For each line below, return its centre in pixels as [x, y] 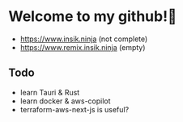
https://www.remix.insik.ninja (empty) [83, 47]
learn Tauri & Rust [50, 92]
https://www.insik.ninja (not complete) [84, 39]
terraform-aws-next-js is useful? [74, 109]
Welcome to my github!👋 [93, 17]
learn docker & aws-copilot [65, 101]
